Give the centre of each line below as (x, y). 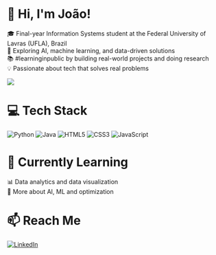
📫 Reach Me (44, 221)
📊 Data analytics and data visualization (63, 181)
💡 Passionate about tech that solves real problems (78, 68)
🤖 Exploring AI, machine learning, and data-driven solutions (91, 50)
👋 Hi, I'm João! (49, 14)
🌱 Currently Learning (68, 163)
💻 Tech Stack (47, 111)
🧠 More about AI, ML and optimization (61, 191)
